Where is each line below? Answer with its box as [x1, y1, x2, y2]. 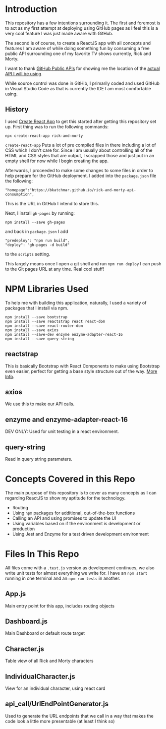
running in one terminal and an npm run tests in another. [5, 575, 120, 581]
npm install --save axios [5, 327, 58, 333]
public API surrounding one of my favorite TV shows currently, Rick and [5, 51, 151, 57]
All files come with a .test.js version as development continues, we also [5, 564, 155, 571]
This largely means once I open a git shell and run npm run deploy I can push [5, 260, 162, 266]
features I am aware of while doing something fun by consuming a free [5, 45, 150, 51]
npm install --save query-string [5, 336, 74, 341]
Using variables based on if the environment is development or [12, 520, 141, 526]
